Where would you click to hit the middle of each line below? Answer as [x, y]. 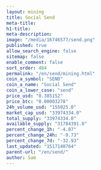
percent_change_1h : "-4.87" [41, 130]
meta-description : [29, 34]
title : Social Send [31, 17]
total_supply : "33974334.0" [41, 118]
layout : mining [25, 12]
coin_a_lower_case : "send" [40, 90]
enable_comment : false [35, 62]
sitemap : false [25, 57]
